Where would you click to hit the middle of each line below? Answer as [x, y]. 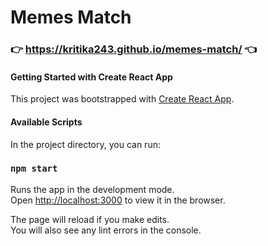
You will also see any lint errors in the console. [106, 230]
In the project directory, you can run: [85, 144]
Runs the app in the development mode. [92, 189]
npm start [34, 169]
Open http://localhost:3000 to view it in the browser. [118, 200]
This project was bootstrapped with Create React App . [122, 99]
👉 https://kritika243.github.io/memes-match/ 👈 [134, 49]
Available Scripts [46, 122]
